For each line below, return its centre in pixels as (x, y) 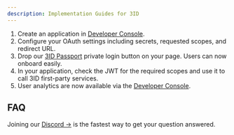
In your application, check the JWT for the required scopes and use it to (121, 71)
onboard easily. (40, 63)
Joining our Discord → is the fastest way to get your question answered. (111, 125)
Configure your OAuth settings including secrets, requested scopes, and (122, 41)
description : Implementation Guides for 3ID (73, 14)
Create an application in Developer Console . (81, 34)
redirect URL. (36, 48)
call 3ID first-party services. (58, 78)
